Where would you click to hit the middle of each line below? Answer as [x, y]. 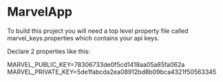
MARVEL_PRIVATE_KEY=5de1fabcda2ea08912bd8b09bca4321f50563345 [112, 72]
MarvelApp [40, 12]
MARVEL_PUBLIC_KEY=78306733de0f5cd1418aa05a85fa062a [96, 64]
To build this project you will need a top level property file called [98, 31]
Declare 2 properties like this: [49, 51]
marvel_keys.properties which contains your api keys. [83, 38]
